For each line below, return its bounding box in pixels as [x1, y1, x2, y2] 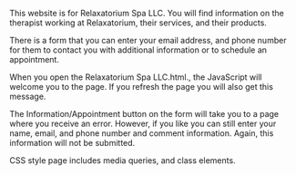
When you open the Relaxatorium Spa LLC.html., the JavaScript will [9, 72, 262, 83]
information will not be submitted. [9, 138, 136, 148]
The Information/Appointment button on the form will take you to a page [9, 109, 280, 119]
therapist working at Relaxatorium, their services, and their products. [9, 17, 267, 28]
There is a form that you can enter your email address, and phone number [9, 35, 287, 45]
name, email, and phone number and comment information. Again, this [9, 128, 274, 139]
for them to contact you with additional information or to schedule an [9, 44, 267, 55]
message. [9, 91, 46, 102]
